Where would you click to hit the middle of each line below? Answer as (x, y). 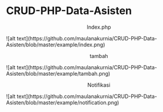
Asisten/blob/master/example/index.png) (56, 45)
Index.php (99, 27)
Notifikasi (99, 85)
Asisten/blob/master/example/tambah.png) (58, 73)
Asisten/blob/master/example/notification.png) (63, 102)
